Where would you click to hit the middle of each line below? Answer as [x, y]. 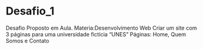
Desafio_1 [30, 11]
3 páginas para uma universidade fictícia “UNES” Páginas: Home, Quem [96, 34]
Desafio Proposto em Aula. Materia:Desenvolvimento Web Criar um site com [101, 28]
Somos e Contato [27, 41]
